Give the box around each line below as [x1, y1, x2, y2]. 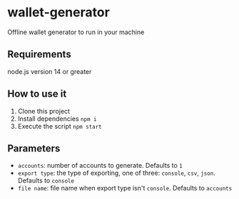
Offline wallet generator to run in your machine [7, 28, 145, 36]
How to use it [7, 88, 67, 100]
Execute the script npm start [17, 122, 102, 130]
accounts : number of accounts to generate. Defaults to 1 [17, 161, 183, 170]
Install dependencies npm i [17, 114, 97, 123]
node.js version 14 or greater [7, 67, 92, 75]
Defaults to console [17, 176, 75, 185]
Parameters [7, 142, 61, 154]
